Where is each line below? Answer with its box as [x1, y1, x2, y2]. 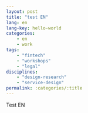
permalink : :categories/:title [6, 85, 83, 91]
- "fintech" [16, 52, 46, 58]
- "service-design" [16, 80, 65, 86]
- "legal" [16, 63, 41, 69]
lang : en [6, 19, 28, 25]
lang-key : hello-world [6, 25, 62, 31]
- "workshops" [16, 58, 51, 64]
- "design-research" [16, 74, 67, 80]
